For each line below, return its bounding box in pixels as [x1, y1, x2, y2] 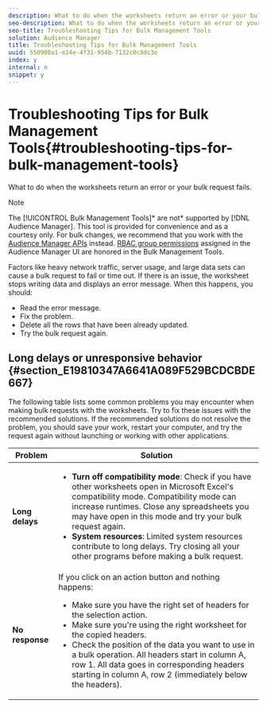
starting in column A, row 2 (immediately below [72, 669, 248, 680]
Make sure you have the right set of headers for [72, 600, 250, 611]
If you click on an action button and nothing [58, 572, 220, 583]
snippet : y [8, 71, 44, 79]
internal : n [8, 64, 48, 72]
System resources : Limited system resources [72, 531, 243, 542]
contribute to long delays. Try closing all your [72, 541, 240, 552]
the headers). [72, 679, 122, 690]
